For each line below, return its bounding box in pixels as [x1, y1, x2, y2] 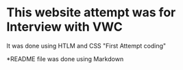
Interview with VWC [6, 19, 123, 35]
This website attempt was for [6, 5, 176, 20]
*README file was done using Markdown [6, 54, 124, 63]
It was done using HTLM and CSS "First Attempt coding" [6, 41, 167, 50]
